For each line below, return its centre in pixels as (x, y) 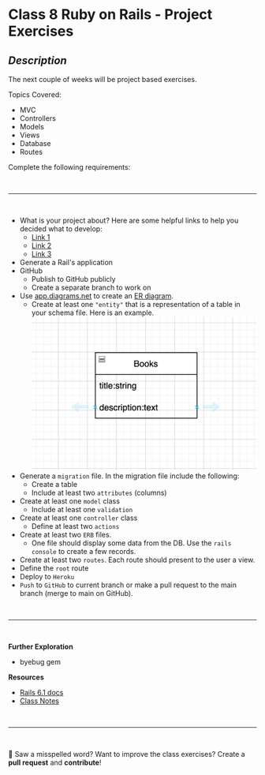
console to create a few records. (84, 551)
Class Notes (39, 701)
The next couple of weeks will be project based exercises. (103, 79)
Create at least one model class (70, 501)
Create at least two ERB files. (65, 534)
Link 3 (41, 254)
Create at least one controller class (78, 518)
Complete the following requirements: (69, 167)
